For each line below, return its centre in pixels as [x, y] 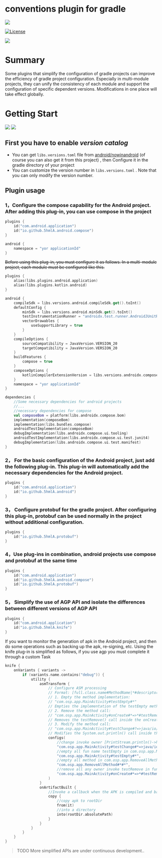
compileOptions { [31, 339]
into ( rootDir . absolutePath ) [85, 814]
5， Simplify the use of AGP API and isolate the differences [75, 602]
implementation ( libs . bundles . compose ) [53, 424]
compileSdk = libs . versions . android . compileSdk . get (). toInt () [77, 303]
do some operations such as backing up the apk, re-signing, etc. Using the [79, 646]
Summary [25, 60]
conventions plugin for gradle [66, 9]
